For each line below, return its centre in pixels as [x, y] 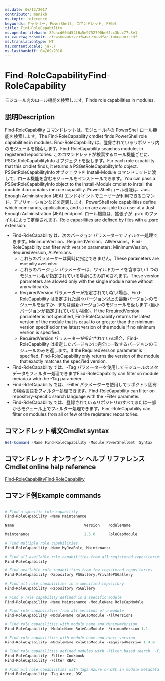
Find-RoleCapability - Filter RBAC [41, 660]
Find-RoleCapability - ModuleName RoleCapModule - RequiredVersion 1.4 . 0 [80, 643]
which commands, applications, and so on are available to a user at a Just [80, 208]
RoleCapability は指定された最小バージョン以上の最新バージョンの [86, 299]
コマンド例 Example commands [53, 496]
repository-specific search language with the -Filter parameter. [76, 397]
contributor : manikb [26, 14]
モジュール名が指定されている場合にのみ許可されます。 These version [89, 276]
